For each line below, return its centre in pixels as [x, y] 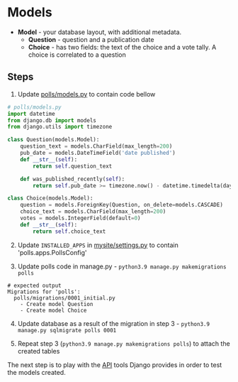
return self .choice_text [69, 231]
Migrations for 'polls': [44, 292]
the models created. [36, 372]
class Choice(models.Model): [50, 198]
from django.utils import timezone [60, 127]
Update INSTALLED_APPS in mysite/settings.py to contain [98, 245]
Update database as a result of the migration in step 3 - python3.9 [114, 323]
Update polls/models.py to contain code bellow [86, 94]
